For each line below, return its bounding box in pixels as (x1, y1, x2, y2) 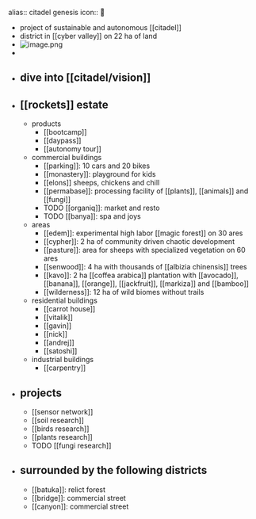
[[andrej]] (43, 338, 75, 348)
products (31, 119, 62, 128)
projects (19, 386, 62, 399)
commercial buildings (31, 153, 102, 162)
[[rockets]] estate (19, 97, 109, 111)
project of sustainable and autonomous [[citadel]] (19, 23, 182, 32)
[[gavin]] (43, 321, 72, 330)
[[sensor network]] (31, 407, 94, 417)
